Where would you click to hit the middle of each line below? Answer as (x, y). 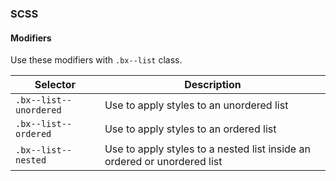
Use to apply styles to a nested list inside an (207, 149)
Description (213, 85)
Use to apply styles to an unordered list (196, 105)
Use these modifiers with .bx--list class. (96, 60)
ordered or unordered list (163, 162)
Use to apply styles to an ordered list (190, 129)
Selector (55, 85)
